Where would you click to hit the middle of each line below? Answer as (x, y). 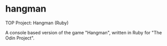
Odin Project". (20, 38)
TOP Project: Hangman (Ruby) (37, 23)
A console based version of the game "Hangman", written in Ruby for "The (84, 32)
